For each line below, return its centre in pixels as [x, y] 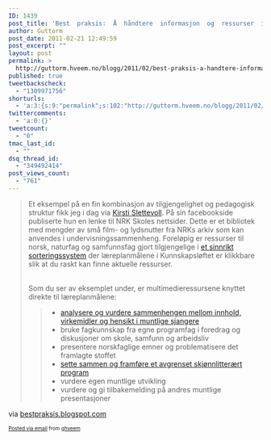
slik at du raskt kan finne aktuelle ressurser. [100, 264]
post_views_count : [39, 174]
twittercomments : [38, 114]
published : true [35, 76]
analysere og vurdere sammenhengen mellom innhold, [151, 312]
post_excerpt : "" [38, 46]
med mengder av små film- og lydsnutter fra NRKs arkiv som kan [136, 229]
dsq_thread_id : [34, 158]
